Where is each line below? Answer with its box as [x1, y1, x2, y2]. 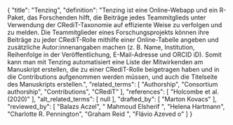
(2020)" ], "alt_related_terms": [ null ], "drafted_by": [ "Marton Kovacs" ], [7, 95, 218, 103]
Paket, [7, 13, 26, 22]
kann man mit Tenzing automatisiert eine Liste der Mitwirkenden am [7, 58, 204, 66]
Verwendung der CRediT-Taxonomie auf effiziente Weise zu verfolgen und [7, 21, 222, 29]
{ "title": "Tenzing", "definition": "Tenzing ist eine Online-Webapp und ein [7, 6, 218, 14]
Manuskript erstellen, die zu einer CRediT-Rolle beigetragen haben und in [7, 66, 220, 73]
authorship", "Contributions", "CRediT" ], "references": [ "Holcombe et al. [7, 87, 219, 96]
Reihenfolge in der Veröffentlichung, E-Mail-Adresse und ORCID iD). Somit [7, 50, 222, 59]
